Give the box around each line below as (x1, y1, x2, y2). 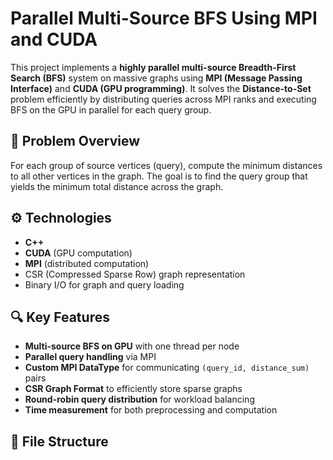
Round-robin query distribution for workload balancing (24, 393, 255, 406)
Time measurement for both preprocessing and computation (24, 404, 278, 416)
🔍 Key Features (10, 308, 110, 326)
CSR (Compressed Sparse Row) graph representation (24, 268, 246, 280)
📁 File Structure (10, 433, 109, 450)
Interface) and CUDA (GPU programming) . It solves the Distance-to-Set (10, 82, 312, 94)
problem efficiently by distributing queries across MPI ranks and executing (10, 93, 317, 105)
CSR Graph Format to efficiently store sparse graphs (24, 383, 243, 395)
